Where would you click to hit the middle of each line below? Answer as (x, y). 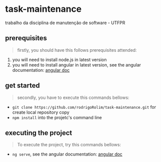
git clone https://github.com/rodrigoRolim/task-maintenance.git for (84, 107)
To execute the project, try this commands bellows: (69, 145)
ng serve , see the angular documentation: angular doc (67, 154)
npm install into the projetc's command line (57, 117)
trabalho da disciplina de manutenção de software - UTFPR (65, 23)
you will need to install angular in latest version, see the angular (77, 65)
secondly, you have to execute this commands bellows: (73, 97)
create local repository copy (41, 112)
